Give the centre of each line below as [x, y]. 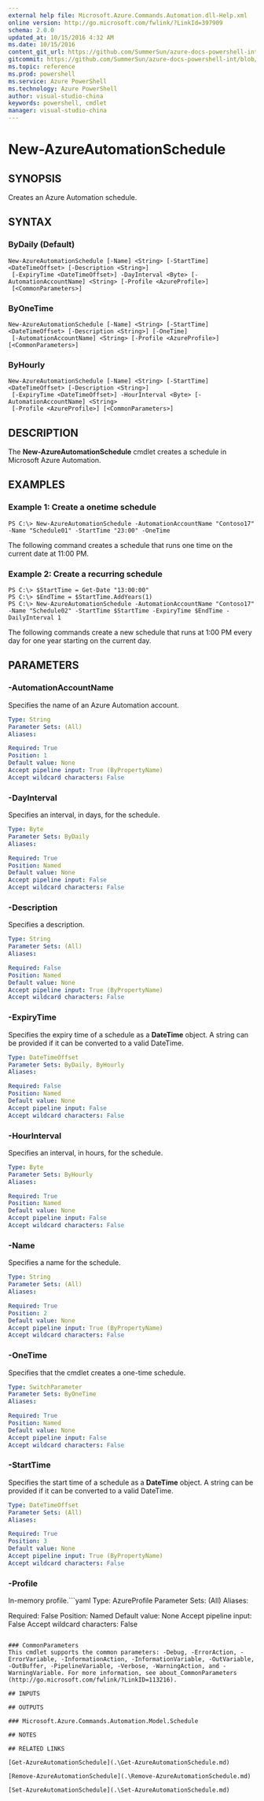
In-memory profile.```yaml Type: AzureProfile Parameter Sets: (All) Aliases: [128, 1601]
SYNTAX [30, 222]
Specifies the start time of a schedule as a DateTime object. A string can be [131, 1482]
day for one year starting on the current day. [80, 641]
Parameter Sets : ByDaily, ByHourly [66, 1065]
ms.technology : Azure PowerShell [63, 89]
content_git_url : [37, 52]
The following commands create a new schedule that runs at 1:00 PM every [130, 632]
